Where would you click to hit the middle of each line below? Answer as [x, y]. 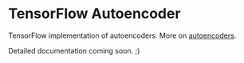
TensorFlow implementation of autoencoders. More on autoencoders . [122, 35]
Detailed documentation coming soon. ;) [74, 50]
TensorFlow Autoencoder [94, 14]
